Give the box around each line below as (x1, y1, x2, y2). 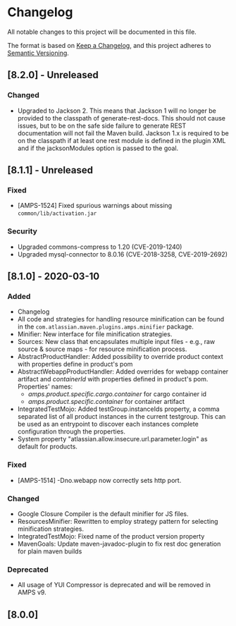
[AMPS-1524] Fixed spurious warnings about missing (17, 202, 173, 210)
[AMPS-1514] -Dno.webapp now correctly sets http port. (17, 476, 182, 484)
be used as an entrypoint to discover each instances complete (17, 420, 199, 429)
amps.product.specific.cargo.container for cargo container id (27, 390, 206, 398)
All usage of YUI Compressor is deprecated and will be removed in (17, 581, 211, 589)
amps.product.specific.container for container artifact (27, 398, 185, 406)
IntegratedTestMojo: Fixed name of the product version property (17, 532, 205, 540)
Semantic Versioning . (7, 49, 69, 57)
